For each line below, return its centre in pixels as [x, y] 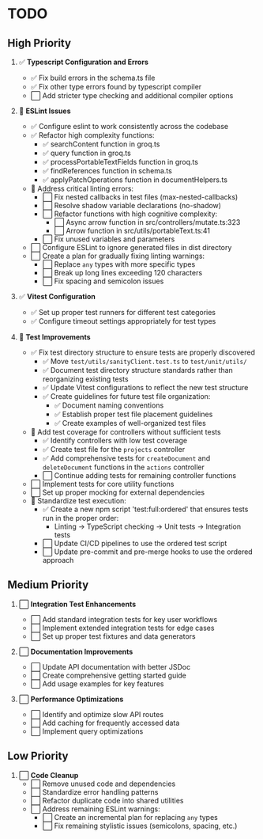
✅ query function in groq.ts [86, 153]
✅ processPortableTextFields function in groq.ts [120, 162]
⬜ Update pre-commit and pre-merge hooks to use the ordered [148, 552]
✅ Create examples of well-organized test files [130, 423]
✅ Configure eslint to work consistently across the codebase [130, 126]
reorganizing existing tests [85, 379]
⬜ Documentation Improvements [76, 651]
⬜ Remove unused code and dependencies [103, 784]
